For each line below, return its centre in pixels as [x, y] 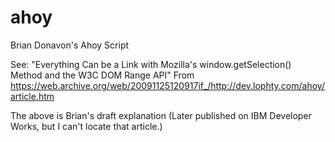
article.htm [32, 96]
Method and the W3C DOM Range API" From [102, 75]
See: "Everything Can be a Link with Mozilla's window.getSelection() [151, 64]
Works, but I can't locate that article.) [86, 126]
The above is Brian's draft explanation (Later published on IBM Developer [161, 115]
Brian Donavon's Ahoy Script [70, 45]
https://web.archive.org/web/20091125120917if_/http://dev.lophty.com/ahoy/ [167, 85]
